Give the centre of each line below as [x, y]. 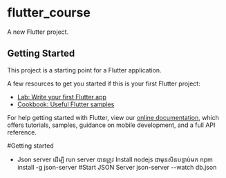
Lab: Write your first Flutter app [62, 97]
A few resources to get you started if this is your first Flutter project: [104, 83]
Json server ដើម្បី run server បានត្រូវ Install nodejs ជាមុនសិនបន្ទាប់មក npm [115, 159]
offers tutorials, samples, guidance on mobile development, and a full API [111, 125]
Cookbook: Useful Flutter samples [66, 104]
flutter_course [49, 13]
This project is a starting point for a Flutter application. [84, 70]
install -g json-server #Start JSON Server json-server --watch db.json [117, 167]
